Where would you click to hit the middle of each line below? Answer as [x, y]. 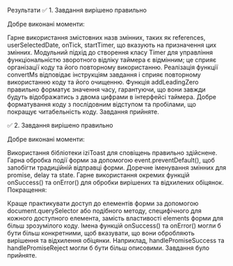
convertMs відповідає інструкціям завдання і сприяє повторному [104, 75]
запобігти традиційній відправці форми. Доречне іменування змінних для [117, 168]
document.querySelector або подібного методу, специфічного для [104, 211]
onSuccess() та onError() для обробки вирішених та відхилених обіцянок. [115, 182]
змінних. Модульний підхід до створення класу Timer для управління [110, 52]
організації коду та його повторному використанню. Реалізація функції [113, 67]
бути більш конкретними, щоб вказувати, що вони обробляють [101, 233]
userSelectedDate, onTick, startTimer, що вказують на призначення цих [112, 45]
